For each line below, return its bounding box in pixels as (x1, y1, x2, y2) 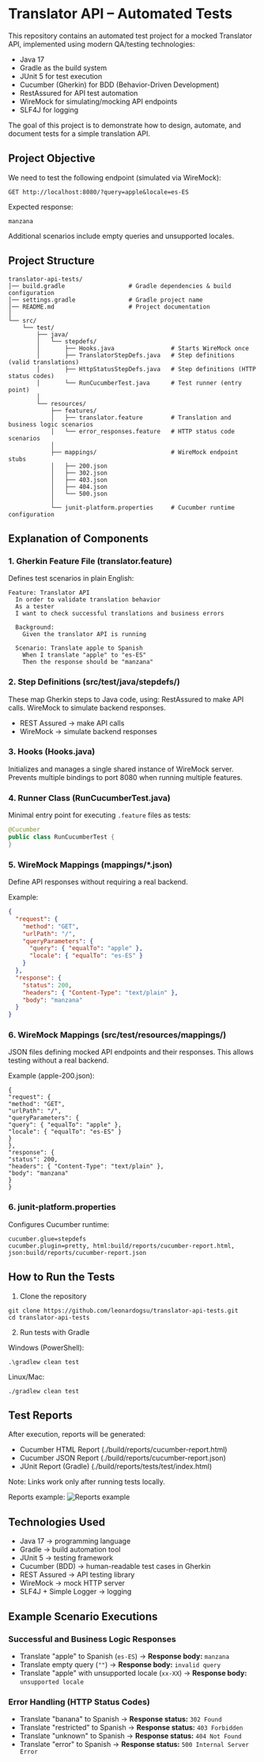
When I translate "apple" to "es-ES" (22, 651, 147, 659)
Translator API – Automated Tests (8, 5, 233, 23)
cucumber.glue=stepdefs (8, 1235, 87, 1243)
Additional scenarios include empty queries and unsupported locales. (8, 231, 235, 241)
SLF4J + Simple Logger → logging (19, 1587, 132, 1597)
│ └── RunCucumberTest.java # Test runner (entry (36, 379, 243, 387)
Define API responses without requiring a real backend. (8, 877, 188, 887)
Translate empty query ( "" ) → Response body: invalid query (19, 1659, 221, 1669)
